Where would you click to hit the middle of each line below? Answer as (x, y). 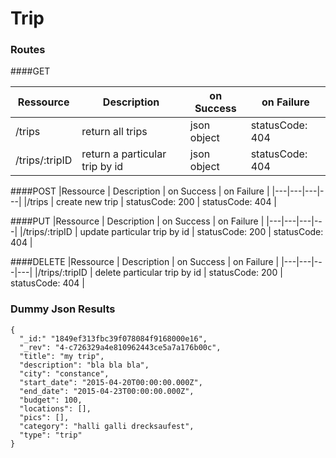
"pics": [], (44, 417)
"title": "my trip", (62, 356)
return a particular (124, 154)
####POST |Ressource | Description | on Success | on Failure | (140, 191)
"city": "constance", (64, 373)
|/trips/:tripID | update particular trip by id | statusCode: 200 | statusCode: (171, 232)
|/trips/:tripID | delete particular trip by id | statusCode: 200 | (158, 273)
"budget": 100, (51, 400)
